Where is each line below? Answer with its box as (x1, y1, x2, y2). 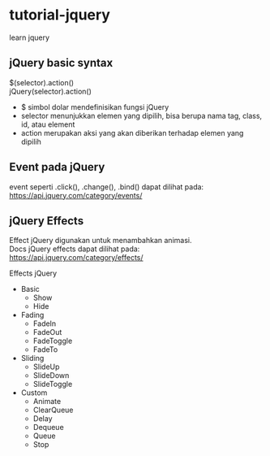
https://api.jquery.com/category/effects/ (9, 253, 144, 263)
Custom (20, 388, 48, 397)
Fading (20, 311, 45, 320)
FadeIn (32, 319, 57, 328)
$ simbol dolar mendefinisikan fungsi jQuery (20, 102, 169, 111)
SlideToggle (32, 380, 73, 389)
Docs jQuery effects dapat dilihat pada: (9, 244, 140, 254)
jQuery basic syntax (9, 56, 114, 70)
